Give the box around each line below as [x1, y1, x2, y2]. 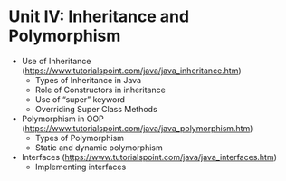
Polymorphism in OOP [21, 113, 105, 124]
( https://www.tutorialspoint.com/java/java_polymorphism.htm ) [21, 122, 253, 133]
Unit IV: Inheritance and [8, 6, 190, 27]
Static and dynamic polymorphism [34, 142, 164, 153]
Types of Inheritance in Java [34, 74, 142, 85]
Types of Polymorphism [34, 132, 124, 143]
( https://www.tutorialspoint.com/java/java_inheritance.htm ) [21, 65, 242, 76]
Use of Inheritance [21, 55, 91, 66]
